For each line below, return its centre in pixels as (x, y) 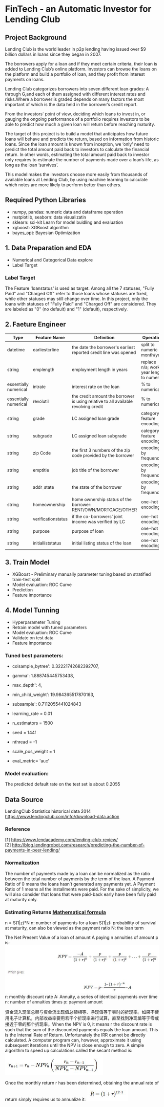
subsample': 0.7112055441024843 (47, 704)
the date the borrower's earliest (103, 347)
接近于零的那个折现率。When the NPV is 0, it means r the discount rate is (79, 1024)
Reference (18, 829)
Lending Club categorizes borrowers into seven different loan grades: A (77, 89)
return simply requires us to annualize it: (45, 1099)
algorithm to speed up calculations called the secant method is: (69, 1050)
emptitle (41, 470)
